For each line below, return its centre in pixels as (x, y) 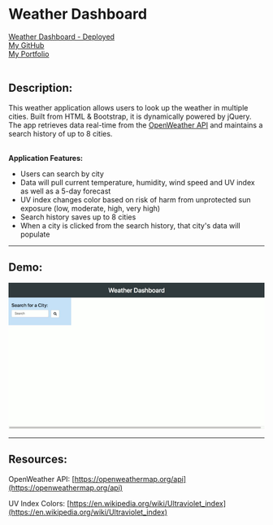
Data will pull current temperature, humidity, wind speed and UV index (137, 182)
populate (35, 234)
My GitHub (26, 45)
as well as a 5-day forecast (65, 191)
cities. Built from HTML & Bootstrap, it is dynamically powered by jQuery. (130, 116)
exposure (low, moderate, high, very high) (90, 208)
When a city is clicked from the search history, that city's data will (130, 225)
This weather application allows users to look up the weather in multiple (128, 107)
